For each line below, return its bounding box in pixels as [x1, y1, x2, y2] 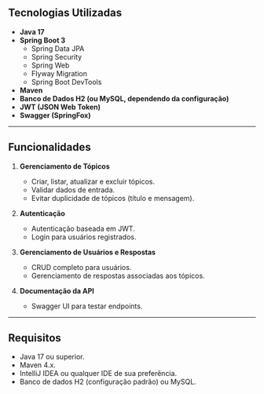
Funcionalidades [8, 140, 92, 154]
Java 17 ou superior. [19, 352, 85, 362]
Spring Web [31, 60, 70, 70]
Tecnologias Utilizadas [8, 6, 123, 20]
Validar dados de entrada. [31, 184, 115, 195]
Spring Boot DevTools [31, 77, 102, 86]
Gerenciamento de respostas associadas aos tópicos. [31, 271, 206, 280]
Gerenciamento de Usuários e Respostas [19, 247, 156, 257]
